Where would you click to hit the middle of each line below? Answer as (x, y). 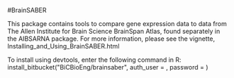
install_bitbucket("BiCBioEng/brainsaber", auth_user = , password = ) (108, 67)
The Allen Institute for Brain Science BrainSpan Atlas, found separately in (114, 31)
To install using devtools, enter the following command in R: (95, 60)
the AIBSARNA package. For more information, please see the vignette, (111, 39)
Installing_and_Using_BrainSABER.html (63, 46)
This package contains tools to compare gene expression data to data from (117, 24)
